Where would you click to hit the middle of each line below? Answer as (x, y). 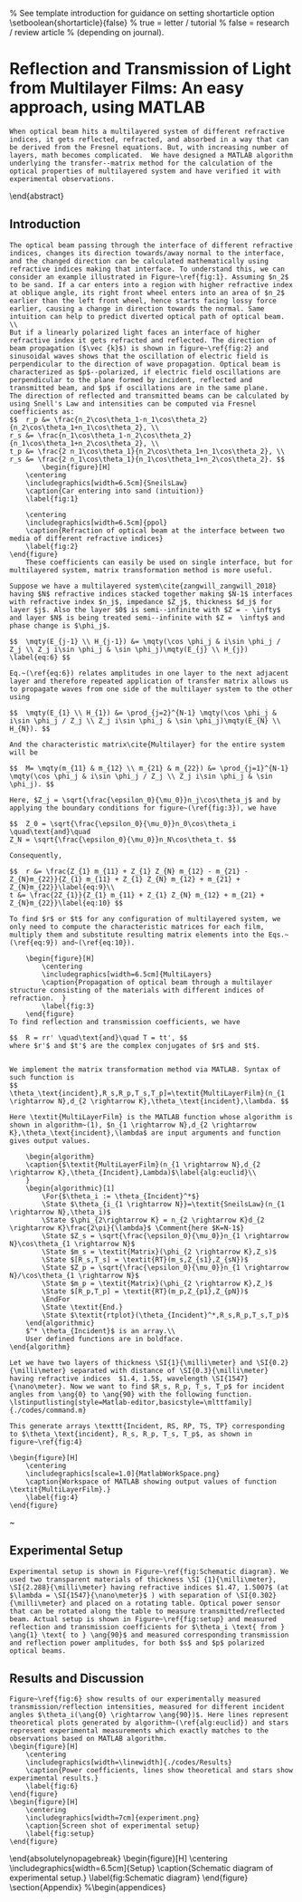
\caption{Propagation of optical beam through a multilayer (157, 982)
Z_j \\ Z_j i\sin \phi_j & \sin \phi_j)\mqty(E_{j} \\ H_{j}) (129, 649)
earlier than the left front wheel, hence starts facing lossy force (143, 301)
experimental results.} (54, 1779)
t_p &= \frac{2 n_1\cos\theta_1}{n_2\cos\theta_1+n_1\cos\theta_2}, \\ (147, 451)
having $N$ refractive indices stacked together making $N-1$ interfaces (151, 594)
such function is (42, 1077)
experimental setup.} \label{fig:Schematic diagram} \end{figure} (129, 1878)
